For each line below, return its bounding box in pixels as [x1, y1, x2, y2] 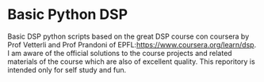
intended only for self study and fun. [7, 65, 127, 74]
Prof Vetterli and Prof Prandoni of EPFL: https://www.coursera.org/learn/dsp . [7, 39, 257, 49]
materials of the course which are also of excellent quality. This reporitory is [7, 57, 255, 66]
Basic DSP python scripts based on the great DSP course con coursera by [7, 32, 250, 41]
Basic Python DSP [7, 6, 128, 24]
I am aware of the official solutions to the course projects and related [7, 48, 232, 58]
